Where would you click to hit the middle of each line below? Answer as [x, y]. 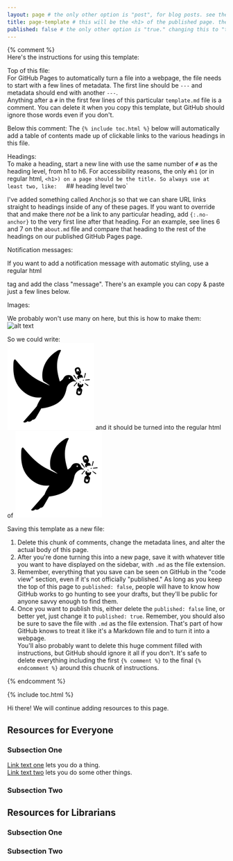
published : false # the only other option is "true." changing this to [113, 29]
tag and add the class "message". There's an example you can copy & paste [116, 284]
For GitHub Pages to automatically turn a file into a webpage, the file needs [114, 78]
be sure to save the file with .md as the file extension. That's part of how [120, 624]
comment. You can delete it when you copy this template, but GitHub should [116, 108]
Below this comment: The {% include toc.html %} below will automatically [113, 128]
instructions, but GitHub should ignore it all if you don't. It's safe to [112, 653]
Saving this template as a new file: [56, 529]
